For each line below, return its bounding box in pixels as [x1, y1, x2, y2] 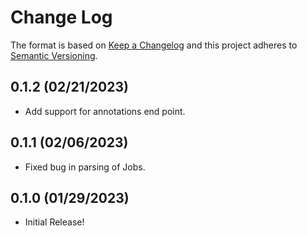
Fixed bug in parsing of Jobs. [24, 161, 146, 173]
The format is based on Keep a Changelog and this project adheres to [10, 39, 298, 51]
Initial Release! [24, 216, 85, 228]
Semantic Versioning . [10, 49, 98, 61]
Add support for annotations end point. [24, 105, 186, 117]
